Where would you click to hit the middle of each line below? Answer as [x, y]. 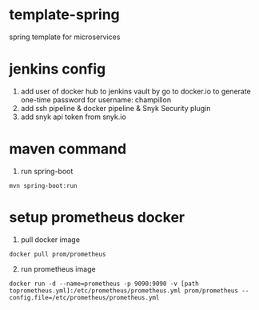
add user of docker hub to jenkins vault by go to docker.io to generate [135, 91]
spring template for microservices [65, 37]
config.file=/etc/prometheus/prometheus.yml [84, 297]
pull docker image [50, 239]
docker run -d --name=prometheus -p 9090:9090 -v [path [104, 284]
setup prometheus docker [97, 217]
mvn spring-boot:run [44, 185]
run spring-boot [47, 171]
